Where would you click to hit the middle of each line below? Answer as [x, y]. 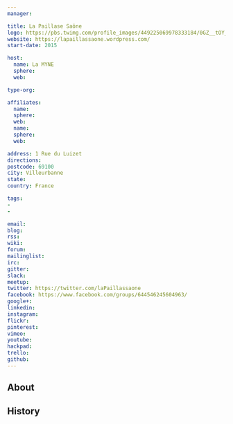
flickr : [18, 321]
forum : [17, 250]
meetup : [18, 282]
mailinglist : [26, 256]
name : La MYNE [34, 65]
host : [15, 58]
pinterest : [23, 327]
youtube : [20, 340]
